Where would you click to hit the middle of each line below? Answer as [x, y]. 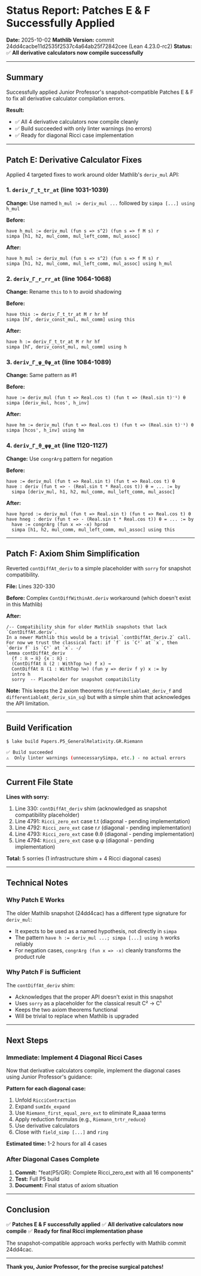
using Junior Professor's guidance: [49, 1077]
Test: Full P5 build [37, 1179]
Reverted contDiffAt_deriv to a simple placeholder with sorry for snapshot [99, 568]
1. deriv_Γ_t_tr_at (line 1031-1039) [57, 190]
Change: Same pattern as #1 [42, 375]
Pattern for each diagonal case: [46, 1089]
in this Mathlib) [25, 604]
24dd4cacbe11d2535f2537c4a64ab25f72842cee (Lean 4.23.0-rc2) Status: [99, 46]
